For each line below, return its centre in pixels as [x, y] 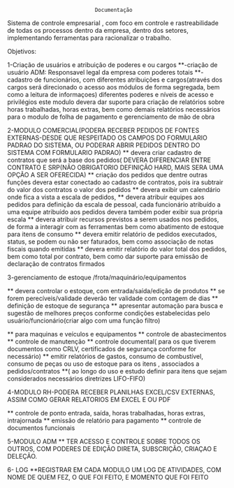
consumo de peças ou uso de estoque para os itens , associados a [103, 364]
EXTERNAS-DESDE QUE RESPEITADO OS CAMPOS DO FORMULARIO [108, 138]
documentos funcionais [41, 428]
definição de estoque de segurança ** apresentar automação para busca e [115, 306]
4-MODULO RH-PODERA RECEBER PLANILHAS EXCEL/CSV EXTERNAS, [111, 392]
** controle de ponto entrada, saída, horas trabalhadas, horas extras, [107, 413]
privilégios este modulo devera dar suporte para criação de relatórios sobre [116, 102]
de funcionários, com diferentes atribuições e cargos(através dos [128, 80]
